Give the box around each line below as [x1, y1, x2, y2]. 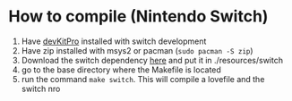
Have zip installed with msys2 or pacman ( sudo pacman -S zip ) [21, 45, 253, 55]
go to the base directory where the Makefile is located [21, 64, 221, 75]
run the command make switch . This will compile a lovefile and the [21, 73, 265, 84]
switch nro [21, 83, 61, 94]
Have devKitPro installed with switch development [21, 36, 207, 46]
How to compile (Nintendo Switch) [8, 6, 269, 27]
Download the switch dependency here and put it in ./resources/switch [21, 55, 284, 65]
